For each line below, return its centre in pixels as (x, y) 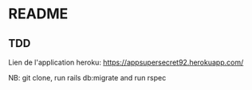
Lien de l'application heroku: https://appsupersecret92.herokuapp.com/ (126, 62)
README (38, 14)
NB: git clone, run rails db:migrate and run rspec (87, 78)
